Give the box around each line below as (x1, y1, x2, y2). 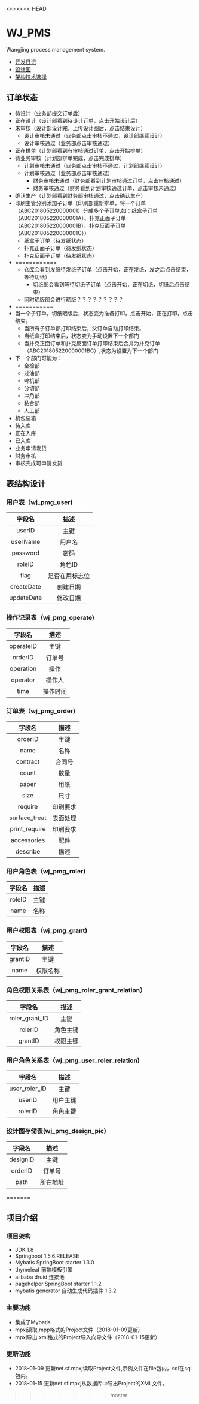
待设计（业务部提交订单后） (14, 109, 84, 116)
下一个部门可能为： (14, 354, 63, 361)
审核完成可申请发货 (14, 459, 63, 466)
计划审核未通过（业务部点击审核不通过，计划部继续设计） (23, 162, 166, 169)
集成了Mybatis (14, 1318, 51, 1325)
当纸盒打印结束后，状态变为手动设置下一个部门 (23, 332, 139, 339)
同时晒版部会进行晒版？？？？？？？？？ (23, 296, 124, 303)
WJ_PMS (6, 26, 51, 40)
